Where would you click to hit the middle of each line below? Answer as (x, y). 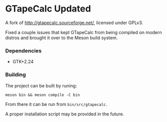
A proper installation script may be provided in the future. (65, 114)
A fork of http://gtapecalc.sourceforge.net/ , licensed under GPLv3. (74, 23)
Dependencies (23, 51)
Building (16, 75)
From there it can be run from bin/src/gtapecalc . (56, 104)
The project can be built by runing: (41, 85)
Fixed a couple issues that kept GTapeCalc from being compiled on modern (84, 32)
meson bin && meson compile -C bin (43, 95)
